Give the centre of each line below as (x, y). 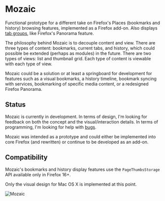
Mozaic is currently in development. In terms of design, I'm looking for (76, 117)
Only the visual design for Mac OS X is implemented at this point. (71, 184)
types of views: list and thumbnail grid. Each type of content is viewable (78, 58)
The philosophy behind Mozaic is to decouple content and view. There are (80, 42)
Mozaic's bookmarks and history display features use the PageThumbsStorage (82, 169)
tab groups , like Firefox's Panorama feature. (50, 33)
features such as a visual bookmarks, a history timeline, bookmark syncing (81, 79)
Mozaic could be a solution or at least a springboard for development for (79, 73)
